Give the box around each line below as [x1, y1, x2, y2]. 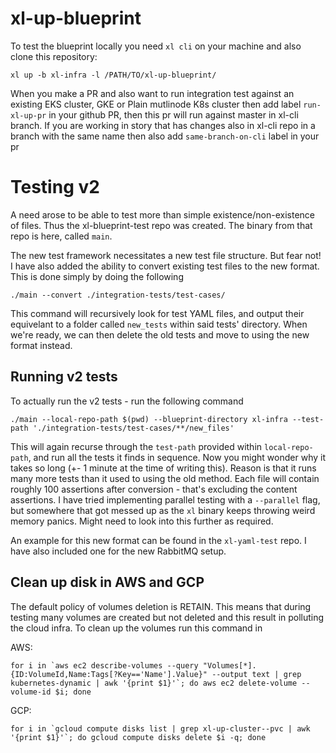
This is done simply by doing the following [10, 270, 184, 282]
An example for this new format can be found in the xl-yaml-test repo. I [10, 534, 307, 546]
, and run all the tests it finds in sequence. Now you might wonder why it [28, 451, 326, 463]
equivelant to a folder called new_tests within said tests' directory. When [10, 318, 308, 330]
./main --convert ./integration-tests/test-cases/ [10, 290, 226, 300]
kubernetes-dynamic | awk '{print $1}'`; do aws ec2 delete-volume [10, 678, 298, 688]
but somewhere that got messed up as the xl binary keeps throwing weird [10, 504, 316, 516]
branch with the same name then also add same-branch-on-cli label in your [10, 130, 320, 142]
